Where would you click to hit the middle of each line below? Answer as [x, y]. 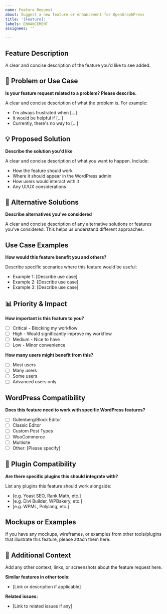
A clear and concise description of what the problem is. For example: [76, 103]
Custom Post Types [33, 431]
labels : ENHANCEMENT [27, 24]
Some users [25, 376]
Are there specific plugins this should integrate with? [62, 476]
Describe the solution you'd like [39, 151]
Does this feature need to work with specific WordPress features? [75, 410]
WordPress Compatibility [45, 398]
